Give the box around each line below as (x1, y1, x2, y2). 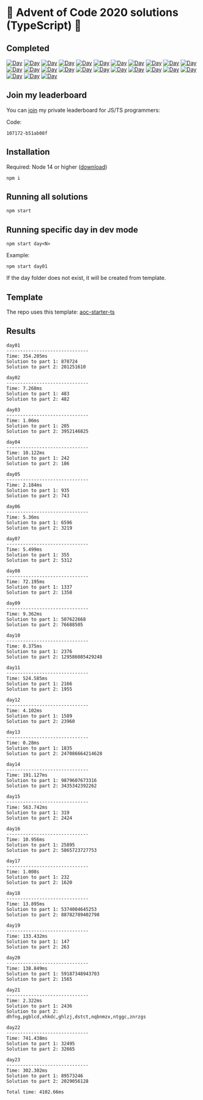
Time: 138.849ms (6, 965, 48, 972)
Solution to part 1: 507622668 (6, 616, 86, 622)
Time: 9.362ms (6, 611, 43, 617)
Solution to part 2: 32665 (6, 1046, 75, 1052)
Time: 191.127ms (6, 772, 48, 778)
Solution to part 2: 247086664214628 (6, 750, 103, 757)
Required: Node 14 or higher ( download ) (6, 163, 108, 171)
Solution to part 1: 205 (6, 423, 70, 429)
